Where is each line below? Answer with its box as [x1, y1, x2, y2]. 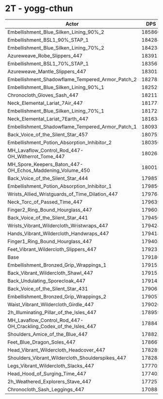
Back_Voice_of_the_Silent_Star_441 [7, 214, 88, 221]
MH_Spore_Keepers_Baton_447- [7, 161, 83, 167]
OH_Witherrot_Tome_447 [7, 153, 65, 160]
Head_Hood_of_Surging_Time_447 [7, 370, 86, 377]
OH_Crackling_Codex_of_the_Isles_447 [7, 323, 97, 330]
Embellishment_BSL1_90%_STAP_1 [7, 36, 89, 43]
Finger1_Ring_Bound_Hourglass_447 [7, 238, 92, 245]
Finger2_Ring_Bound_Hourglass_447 [7, 206, 92, 213]
